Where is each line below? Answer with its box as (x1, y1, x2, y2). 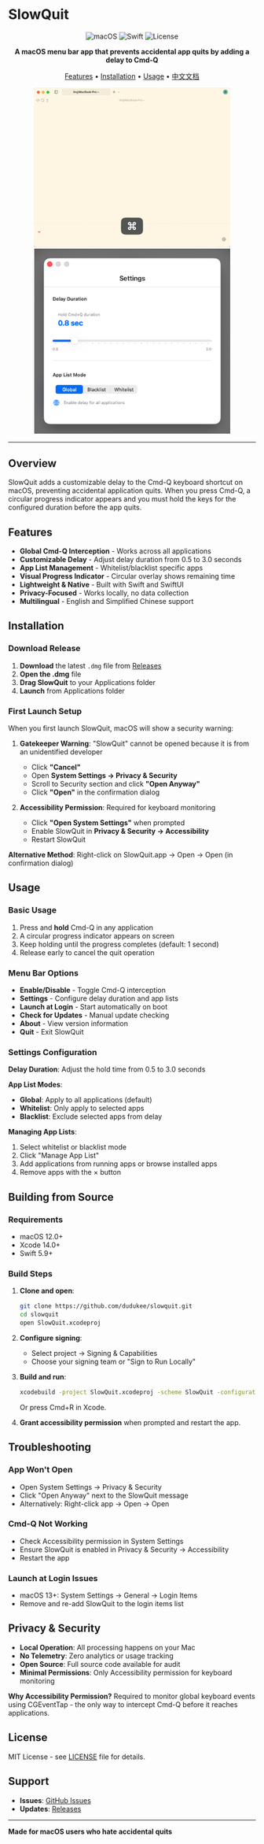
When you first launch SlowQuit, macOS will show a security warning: (8, 724, 234, 733)
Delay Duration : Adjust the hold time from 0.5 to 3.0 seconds (8, 1065, 206, 1074)
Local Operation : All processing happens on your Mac (19, 1642, 196, 1652)
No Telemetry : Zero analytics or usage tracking (19, 1651, 174, 1661)
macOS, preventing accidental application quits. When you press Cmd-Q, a (8, 486, 251, 495)
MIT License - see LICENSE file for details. (8, 1752, 145, 1761)
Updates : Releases (19, 1804, 82, 1813)
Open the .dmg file (19, 669, 82, 679)
